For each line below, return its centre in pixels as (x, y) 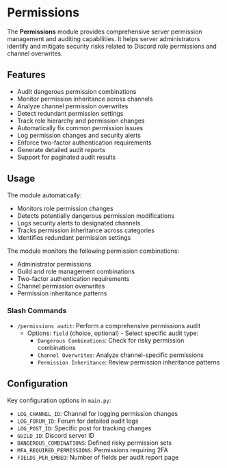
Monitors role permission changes (65, 208)
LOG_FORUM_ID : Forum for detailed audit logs (78, 421)
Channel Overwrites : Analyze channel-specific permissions (120, 355)
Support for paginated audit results (66, 157)
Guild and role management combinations (76, 271)
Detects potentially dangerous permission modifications (96, 215)
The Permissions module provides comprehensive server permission (105, 32)
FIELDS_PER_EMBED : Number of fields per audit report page (98, 457)
